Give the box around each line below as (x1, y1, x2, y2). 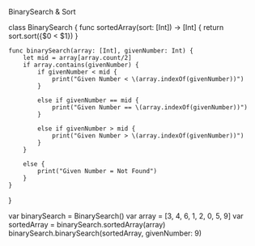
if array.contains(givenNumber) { (23, 61, 139, 69)
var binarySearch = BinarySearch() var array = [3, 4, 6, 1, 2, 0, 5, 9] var (8, 211, 244, 221)
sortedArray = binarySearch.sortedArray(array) (8, 220, 166, 229)
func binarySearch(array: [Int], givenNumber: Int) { (8, 47, 194, 55)
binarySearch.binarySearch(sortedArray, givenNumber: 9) (8, 228, 202, 238)
